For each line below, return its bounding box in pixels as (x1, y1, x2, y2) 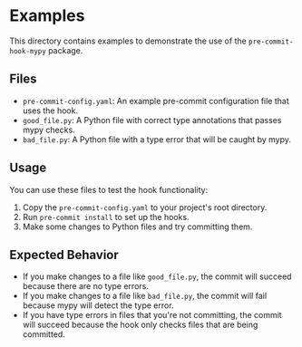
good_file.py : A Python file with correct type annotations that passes (22, 114, 282, 125)
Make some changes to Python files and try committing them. (22, 221, 253, 232)
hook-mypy (9, 46, 47, 55)
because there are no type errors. (22, 281, 150, 292)
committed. (22, 329, 65, 340)
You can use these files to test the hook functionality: (9, 184, 209, 195)
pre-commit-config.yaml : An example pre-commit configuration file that (22, 95, 290, 106)
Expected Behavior (9, 246, 120, 263)
